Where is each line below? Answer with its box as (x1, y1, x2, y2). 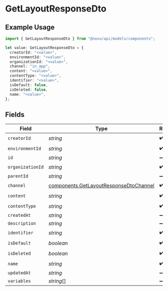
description (7, 221, 36, 226)
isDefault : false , (9, 82, 48, 88)
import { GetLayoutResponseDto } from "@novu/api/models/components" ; (5, 36, 155, 41)
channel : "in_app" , (9, 64, 50, 69)
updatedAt (7, 270, 31, 276)
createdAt (7, 212, 31, 218)
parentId (7, 173, 28, 179)
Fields (5, 110, 25, 119)
